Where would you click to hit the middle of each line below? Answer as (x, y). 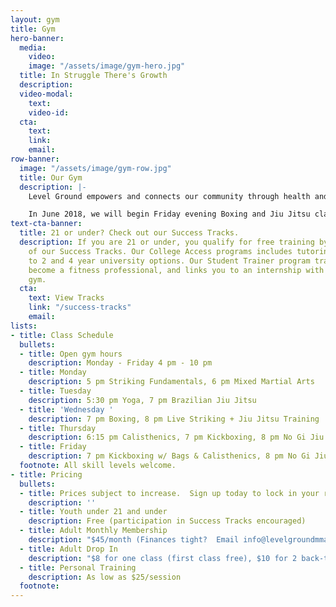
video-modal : (46, 94)
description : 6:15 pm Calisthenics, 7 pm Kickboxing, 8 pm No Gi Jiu (176, 437)
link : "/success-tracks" (80, 307)
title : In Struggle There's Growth (93, 76)
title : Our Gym (51, 177)
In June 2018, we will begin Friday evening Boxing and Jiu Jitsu (169, 214)
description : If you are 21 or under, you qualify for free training (167, 242)
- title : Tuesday (55, 391)
